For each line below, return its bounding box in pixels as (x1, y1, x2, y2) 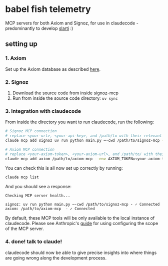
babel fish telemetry (5, 3, 91, 15)
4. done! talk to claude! (5, 238, 62, 245)
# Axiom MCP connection (5, 147, 55, 152)
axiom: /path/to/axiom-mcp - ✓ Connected (5, 206, 95, 212)
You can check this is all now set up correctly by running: (5, 165, 123, 171)
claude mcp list (5, 175, 39, 180)
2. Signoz (5, 78, 28, 85)
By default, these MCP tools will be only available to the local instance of (5, 215, 155, 221)
